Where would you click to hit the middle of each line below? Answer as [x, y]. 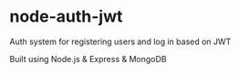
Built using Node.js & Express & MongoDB [88, 59]
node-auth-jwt [66, 17]
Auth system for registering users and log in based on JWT [120, 41]
